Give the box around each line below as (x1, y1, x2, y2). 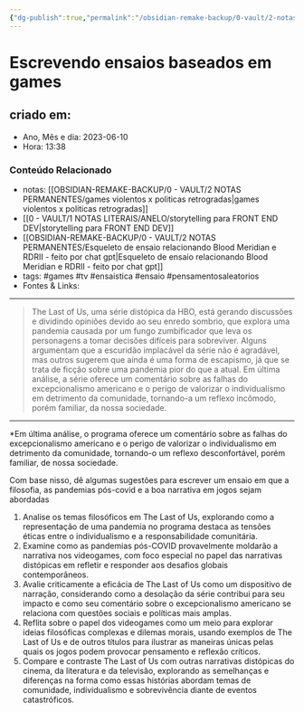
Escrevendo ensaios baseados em (9, 52, 272, 72)
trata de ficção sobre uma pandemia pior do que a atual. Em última (31, 364, 280, 375)
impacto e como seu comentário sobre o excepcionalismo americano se (22, 598, 292, 609)
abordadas (9, 494, 50, 505)
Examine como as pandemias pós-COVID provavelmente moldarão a (22, 540, 279, 551)
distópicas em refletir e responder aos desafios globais (22, 559, 229, 570)
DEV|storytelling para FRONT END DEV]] (22, 223, 175, 233)
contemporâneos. (22, 569, 89, 580)
